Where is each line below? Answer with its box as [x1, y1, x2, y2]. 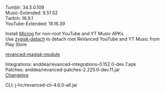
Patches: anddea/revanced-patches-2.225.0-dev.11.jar [5, 66, 120, 73]
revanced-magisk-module [5, 51, 60, 57]
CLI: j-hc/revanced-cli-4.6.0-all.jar [5, 82, 78, 88]
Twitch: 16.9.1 [5, 15, 33, 21]
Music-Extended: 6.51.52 [5, 10, 58, 16]
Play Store [5, 41, 27, 48]
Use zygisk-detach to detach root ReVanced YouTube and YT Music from [5, 36, 160, 42]
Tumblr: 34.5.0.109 [5, 5, 45, 10]
